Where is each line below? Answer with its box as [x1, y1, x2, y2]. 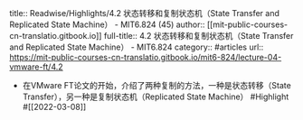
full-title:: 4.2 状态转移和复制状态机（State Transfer [103, 31, 294, 41]
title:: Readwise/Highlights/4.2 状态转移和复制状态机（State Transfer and [9, 8, 280, 18]
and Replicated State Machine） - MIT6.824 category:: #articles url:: [9, 42, 264, 52]
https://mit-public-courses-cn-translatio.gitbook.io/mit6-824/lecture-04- [9, 52, 282, 62]
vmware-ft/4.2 [9, 61, 63, 72]
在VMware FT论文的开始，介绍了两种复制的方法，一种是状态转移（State [22, 80, 291, 90]
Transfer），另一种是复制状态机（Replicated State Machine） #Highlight [22, 91, 289, 102]
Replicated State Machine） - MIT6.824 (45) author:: [9, 19, 205, 30]
